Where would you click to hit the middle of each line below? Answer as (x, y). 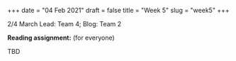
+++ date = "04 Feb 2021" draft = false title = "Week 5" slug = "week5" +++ (119, 10)
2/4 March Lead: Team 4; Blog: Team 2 (64, 24)
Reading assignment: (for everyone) (61, 38)
